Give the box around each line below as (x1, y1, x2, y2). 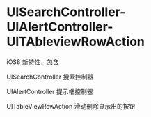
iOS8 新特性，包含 (6, 57, 59, 66)
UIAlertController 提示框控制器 (6, 87, 93, 95)
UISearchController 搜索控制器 (6, 72, 94, 81)
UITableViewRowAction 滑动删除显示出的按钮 (6, 102, 136, 110)
